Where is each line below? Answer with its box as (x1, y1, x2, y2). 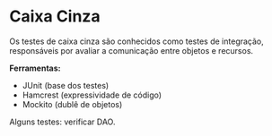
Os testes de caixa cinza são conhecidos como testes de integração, (9, 36, 265, 47)
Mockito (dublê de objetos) (22, 98, 123, 109)
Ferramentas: (9, 63, 61, 73)
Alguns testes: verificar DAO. (9, 116, 116, 127)
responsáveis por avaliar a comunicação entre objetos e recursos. (9, 45, 254, 55)
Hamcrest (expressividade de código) (22, 89, 162, 100)
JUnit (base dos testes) (22, 80, 110, 90)
